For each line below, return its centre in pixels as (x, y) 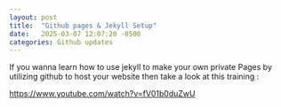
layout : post (33, 17)
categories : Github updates (61, 42)
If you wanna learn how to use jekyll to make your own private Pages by (141, 67)
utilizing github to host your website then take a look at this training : (134, 77)
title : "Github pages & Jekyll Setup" (83, 26)
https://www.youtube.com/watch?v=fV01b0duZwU (102, 94)
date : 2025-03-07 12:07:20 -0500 (75, 34)
